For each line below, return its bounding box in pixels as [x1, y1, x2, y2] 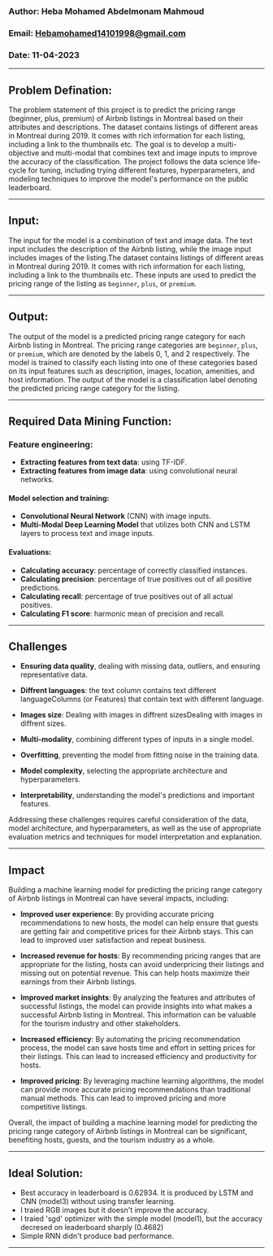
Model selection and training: [8, 493, 110, 503]
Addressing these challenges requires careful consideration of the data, [8, 815, 249, 825]
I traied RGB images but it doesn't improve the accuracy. [19, 1206, 210, 1215]
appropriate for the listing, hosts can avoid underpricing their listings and [19, 960, 264, 970]
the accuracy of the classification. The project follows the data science [8, 156, 246, 166]
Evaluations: [8, 547, 52, 557]
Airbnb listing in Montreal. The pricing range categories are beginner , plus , [8, 340, 258, 350]
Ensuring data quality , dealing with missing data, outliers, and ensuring [19, 661, 261, 671]
